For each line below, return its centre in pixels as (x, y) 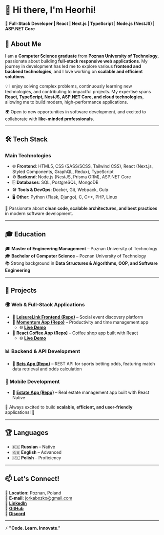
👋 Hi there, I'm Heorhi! (51, 10)
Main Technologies (28, 156)
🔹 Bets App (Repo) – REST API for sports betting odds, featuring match (83, 364)
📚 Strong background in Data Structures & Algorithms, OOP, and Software (82, 263)
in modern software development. (39, 214)
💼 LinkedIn (16, 503)
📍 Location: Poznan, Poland (33, 493)
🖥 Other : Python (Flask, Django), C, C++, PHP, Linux (65, 197)
